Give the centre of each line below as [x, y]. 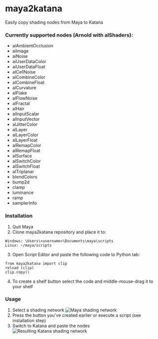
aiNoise [20, 56]
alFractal [21, 104]
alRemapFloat [26, 151]
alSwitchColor [26, 161]
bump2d [21, 182]
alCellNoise [24, 72]
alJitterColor [25, 124]
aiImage [20, 51]
